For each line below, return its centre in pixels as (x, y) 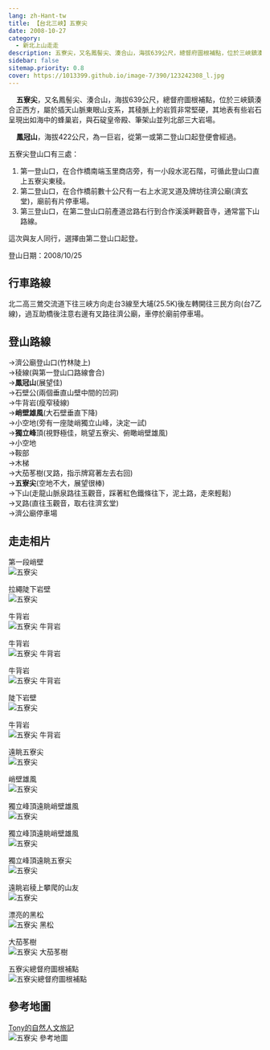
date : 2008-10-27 (37, 31)
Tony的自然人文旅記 (41, 1027)
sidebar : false (34, 61)
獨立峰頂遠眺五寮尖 (40, 860)
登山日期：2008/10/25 (45, 255)
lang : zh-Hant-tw (37, 16)
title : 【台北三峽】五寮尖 (48, 23)
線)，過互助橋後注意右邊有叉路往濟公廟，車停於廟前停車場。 (108, 314)
